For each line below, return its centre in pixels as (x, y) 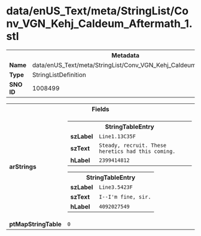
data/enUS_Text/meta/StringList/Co (98, 11)
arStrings (23, 167)
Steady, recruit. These (133, 145)
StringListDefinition (59, 75)
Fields (100, 109)
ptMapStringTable (35, 224)
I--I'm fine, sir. (125, 197)
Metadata (125, 55)
